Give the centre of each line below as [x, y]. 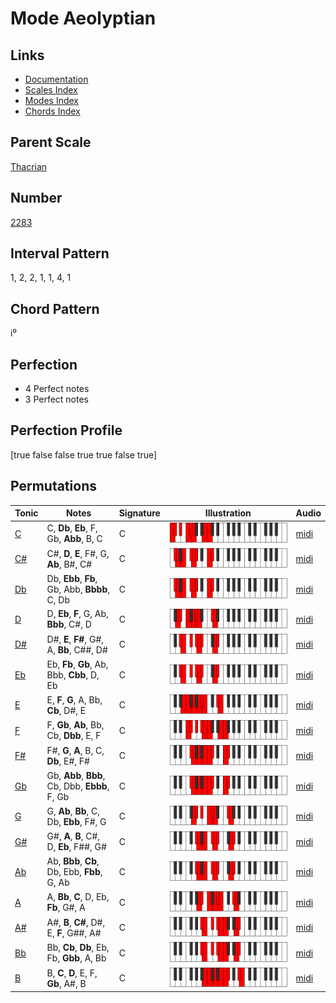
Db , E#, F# [68, 761]
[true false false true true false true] [84, 454]
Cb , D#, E [66, 710]
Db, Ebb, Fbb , [74, 872]
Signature [139, 513]
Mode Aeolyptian [83, 18]
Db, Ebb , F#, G [76, 821]
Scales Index [51, 90]
